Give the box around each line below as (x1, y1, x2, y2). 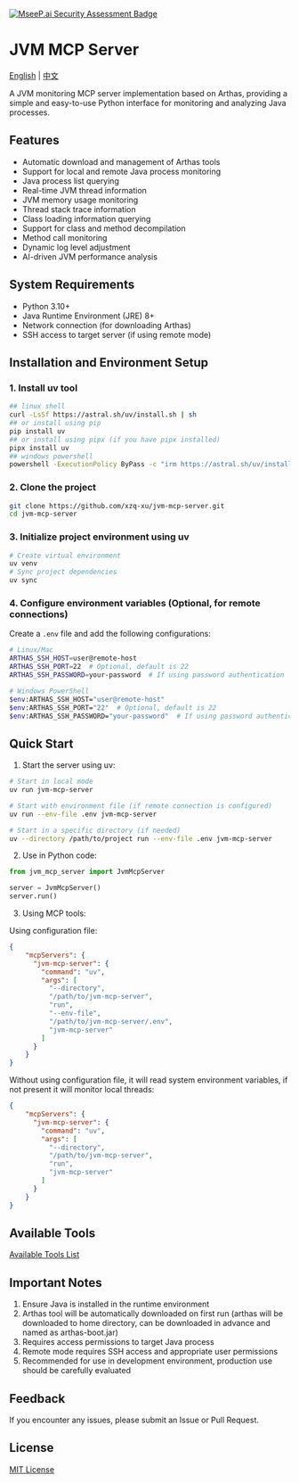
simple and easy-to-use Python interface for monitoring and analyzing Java (9, 97, 287, 108)
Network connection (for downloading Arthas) (21, 319, 191, 330)
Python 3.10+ (21, 301, 71, 311)
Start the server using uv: (21, 760, 116, 770)
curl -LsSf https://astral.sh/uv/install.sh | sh (9, 410, 198, 419)
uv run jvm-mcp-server (9, 786, 93, 795)
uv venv (9, 559, 38, 568)
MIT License (9, 1463, 55, 1475)
